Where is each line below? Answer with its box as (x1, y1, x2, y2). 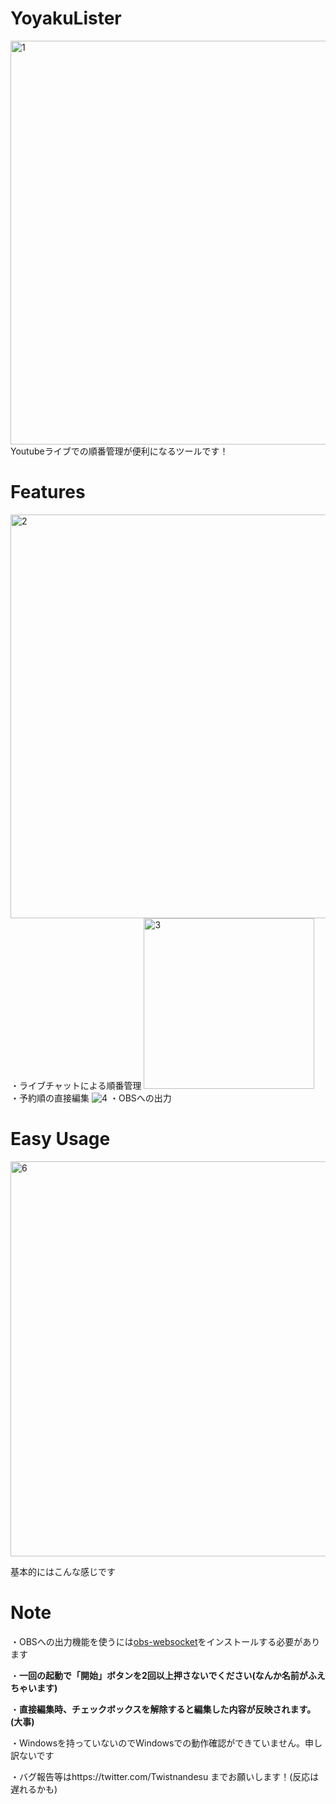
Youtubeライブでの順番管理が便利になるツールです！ (10, 445, 229, 457)
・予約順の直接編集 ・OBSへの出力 (10, 1092, 172, 1104)
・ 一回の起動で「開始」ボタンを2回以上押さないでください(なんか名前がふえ (10, 1669, 326, 1681)
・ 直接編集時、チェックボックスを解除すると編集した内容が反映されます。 (10, 1703, 317, 1715)
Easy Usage (10, 1128, 111, 1151)
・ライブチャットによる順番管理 (10, 1079, 142, 1091)
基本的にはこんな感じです (10, 1565, 116, 1577)
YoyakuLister (10, 7, 122, 30)
